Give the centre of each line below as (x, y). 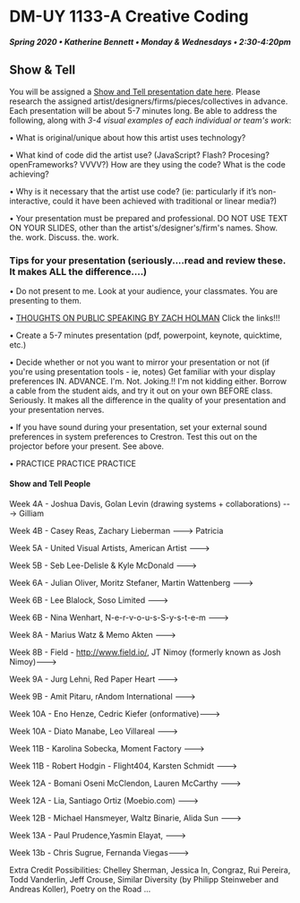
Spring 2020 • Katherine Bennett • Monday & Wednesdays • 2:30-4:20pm (150, 41)
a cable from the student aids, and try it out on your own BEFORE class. (141, 391)
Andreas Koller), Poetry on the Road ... (80, 890)
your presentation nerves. (57, 409)
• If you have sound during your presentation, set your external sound (138, 426)
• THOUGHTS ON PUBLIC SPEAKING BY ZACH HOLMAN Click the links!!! (145, 318)
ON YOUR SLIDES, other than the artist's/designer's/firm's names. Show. (143, 228)
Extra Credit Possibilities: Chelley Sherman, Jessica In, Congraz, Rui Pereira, (150, 870)
